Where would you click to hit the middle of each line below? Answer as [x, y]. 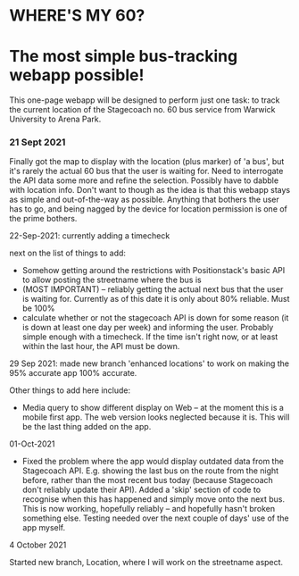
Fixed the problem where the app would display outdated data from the [153, 462]
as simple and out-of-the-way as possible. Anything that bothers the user [144, 200]
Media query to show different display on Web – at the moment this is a [153, 408]
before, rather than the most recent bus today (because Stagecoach [148, 480]
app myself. [44, 528]
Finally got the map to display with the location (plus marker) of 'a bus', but [147, 162]
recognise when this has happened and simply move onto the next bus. [154, 499]
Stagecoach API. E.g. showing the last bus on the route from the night [150, 471]
